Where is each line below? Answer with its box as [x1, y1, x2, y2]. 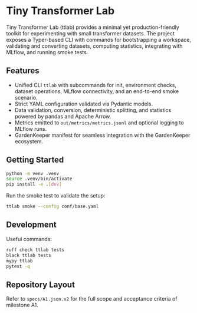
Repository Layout [6, 279, 75, 289]
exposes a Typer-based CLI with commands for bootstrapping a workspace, [6, 36, 192, 43]
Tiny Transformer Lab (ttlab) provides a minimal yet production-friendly [6, 24, 180, 31]
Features [6, 66, 40, 76]
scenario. [14, 94, 38, 101]
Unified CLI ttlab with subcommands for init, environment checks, [14, 81, 177, 88]
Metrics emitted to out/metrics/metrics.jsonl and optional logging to [14, 119, 184, 126]
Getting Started [6, 155, 64, 165]
